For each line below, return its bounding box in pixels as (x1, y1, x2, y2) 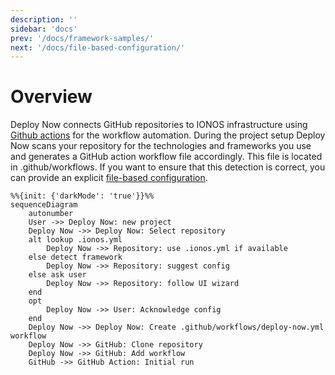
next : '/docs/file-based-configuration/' (10, 42, 186, 53)
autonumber (28, 209, 74, 219)
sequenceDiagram (10, 200, 78, 210)
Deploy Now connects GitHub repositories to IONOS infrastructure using (10, 119, 308, 131)
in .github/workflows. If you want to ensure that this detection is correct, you (10, 161, 326, 173)
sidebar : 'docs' (10, 24, 78, 34)
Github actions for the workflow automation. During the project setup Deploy (10, 129, 326, 141)
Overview (10, 86, 93, 108)
